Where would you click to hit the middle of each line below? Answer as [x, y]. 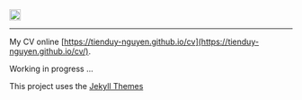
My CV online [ [37, 41]
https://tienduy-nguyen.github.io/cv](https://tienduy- [161, 41]
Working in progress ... [52, 68]
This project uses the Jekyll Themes [76, 86]
